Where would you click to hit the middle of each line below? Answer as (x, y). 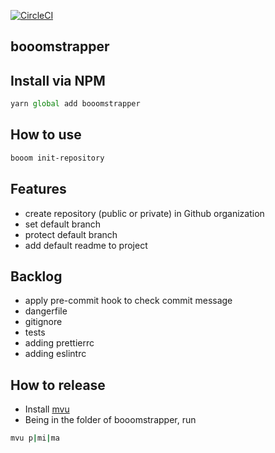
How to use (46, 135)
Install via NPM (58, 80)
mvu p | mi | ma (35, 438)
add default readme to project (86, 245)
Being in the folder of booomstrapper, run (110, 420)
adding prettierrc (59, 343)
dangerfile (46, 311)
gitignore (43, 322)
